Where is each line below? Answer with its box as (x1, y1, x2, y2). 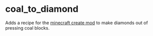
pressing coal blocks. (5, 25, 49, 31)
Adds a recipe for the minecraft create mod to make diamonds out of (5, 20, 148, 26)
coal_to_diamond (5, 3, 79, 15)
